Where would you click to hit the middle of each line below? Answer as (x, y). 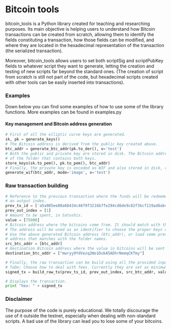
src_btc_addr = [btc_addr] (34, 244)
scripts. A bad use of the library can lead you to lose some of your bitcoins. (84, 321)
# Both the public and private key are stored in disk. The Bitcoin (79, 154)
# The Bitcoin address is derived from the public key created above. (82, 144)
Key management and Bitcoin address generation (59, 124)
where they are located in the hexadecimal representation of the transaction (85, 45)
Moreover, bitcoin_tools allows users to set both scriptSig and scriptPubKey (84, 60)
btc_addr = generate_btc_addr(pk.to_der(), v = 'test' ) (64, 149)
